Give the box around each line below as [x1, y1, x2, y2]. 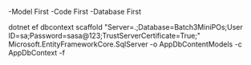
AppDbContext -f [8, 48, 66, 57]
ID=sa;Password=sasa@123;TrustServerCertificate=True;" [8, 31, 201, 40]
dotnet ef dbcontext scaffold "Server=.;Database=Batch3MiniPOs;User [8, 22, 243, 31]
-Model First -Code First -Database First [8, 7, 142, 16]
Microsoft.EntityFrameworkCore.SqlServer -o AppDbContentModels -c [8, 39, 242, 49]
